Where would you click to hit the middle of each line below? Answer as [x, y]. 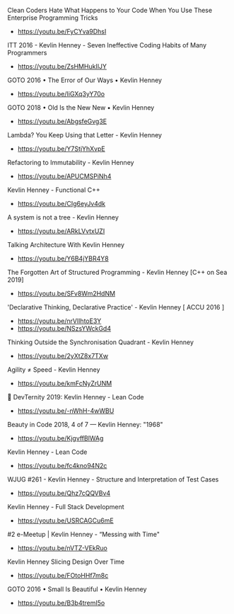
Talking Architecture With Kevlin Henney [66, 245]
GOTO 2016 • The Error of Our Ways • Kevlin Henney [85, 80]
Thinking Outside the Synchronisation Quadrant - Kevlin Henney [101, 342]
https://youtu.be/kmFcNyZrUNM [65, 383]
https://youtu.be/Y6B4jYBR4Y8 [63, 258]
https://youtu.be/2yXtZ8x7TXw [63, 356]
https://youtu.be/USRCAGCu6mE [66, 521]
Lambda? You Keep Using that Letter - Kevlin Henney [85, 135]
